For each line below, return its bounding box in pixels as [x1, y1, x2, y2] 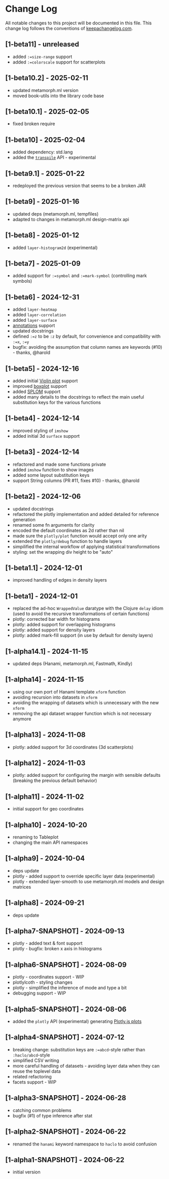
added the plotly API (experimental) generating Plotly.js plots [12, 1018, 142, 1024]
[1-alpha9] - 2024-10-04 [5, 854, 85, 863]
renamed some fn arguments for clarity [12, 522, 95, 528]
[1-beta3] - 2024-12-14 [5, 448, 80, 457]
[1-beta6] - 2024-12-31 [5, 293, 80, 301]
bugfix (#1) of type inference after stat [12, 1112, 93, 1118]
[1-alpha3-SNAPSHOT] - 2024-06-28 [5, 1094, 126, 1102]
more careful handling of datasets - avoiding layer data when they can [12, 1063, 160, 1069]
